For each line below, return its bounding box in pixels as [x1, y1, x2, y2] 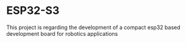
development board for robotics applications [6, 30, 118, 37]
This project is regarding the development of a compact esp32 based [6, 24, 181, 31]
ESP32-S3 [6, 4, 60, 18]
